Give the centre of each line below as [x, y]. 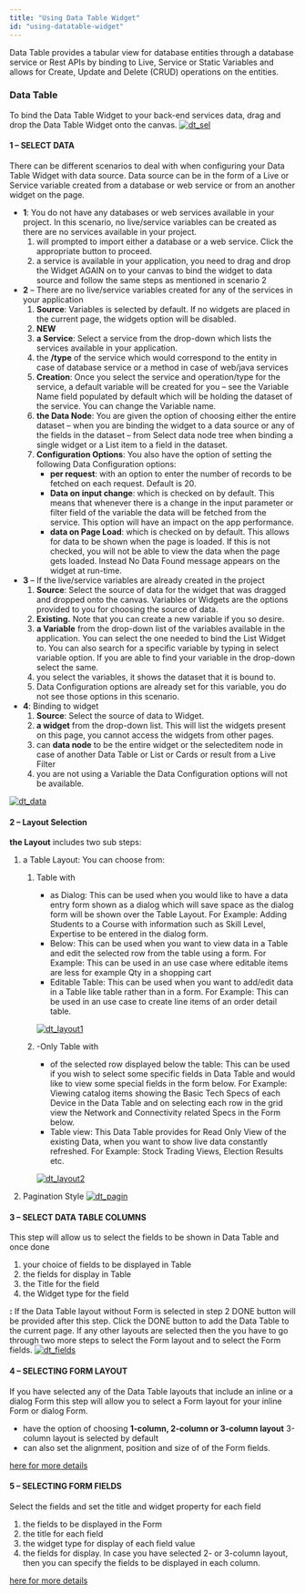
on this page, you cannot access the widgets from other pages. [155, 735]
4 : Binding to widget [61, 706]
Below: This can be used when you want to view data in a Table [169, 944]
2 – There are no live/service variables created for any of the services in [158, 290]
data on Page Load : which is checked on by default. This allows [169, 532]
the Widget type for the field [76, 1293]
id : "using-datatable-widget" [67, 26]
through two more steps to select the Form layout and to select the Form [145, 1341]
